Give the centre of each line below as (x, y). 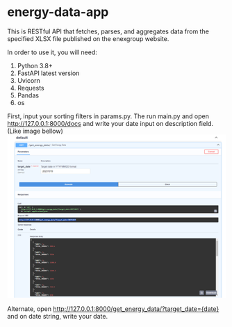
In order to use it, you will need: (52, 52)
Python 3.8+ (35, 65)
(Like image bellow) (35, 131)
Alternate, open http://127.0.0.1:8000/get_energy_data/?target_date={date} (113, 309)
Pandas (28, 95)
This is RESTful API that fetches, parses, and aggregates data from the (108, 31)
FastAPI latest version (48, 73)
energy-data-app (58, 12)
